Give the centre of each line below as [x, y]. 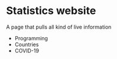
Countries [27, 44]
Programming [31, 38]
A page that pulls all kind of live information [59, 27]
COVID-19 [27, 50]
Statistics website [51, 11]
